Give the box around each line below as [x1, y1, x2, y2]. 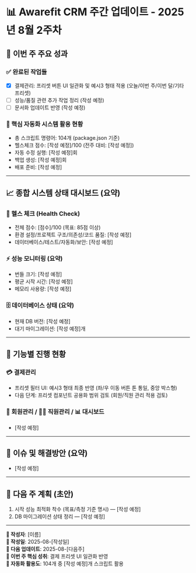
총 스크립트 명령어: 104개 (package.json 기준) [14, 134, 120, 141]
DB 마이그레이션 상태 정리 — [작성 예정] [14, 513, 106, 520]
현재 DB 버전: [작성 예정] [14, 317, 71, 325]
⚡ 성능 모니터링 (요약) [6, 254, 63, 263]
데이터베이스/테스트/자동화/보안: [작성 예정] [14, 239, 113, 246]
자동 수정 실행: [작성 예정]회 [14, 149, 78, 156]
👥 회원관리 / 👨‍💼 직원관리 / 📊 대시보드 [6, 408, 105, 416]
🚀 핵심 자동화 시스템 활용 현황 [6, 120, 83, 128]
